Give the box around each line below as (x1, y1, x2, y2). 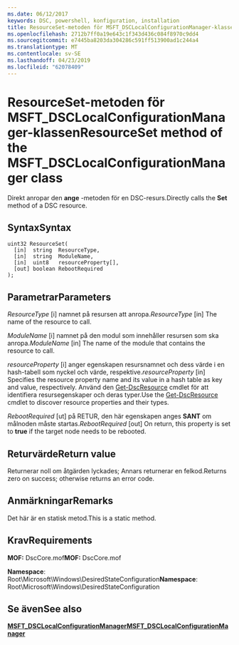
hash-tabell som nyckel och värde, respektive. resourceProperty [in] (7, 368, 206, 376)
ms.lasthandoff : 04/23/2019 (7, 57, 91, 64)
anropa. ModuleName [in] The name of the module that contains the (7, 339, 206, 348)
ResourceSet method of (80, 124, 223, 140)
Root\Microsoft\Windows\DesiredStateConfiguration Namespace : (7, 574, 198, 583)
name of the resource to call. (7, 318, 92, 326)
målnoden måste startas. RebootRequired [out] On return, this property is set (7, 420, 231, 428)
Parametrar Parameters (7, 291, 112, 303)
